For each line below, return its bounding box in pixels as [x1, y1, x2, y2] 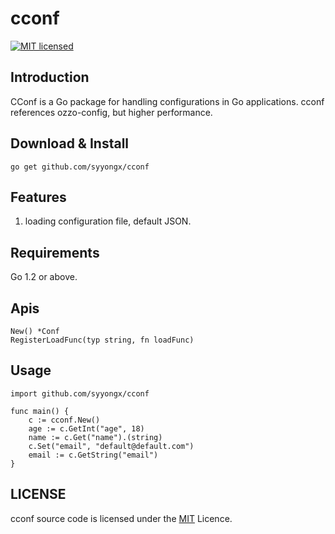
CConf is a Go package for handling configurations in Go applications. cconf [10, 95, 325, 107]
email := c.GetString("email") [28, 450, 159, 460]
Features [10, 188, 67, 206]
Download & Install [10, 135, 130, 152]
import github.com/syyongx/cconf [10, 388, 150, 399]
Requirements [10, 244, 100, 261]
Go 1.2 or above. [10, 271, 78, 283]
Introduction [10, 69, 90, 86]
